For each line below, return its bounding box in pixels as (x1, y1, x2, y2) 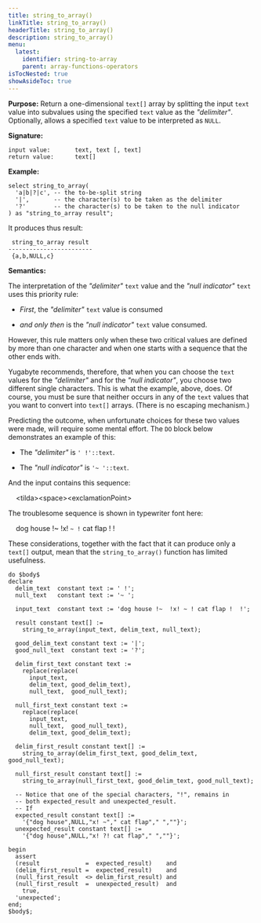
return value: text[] (8, 152, 96, 161)
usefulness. (8, 555, 45, 565)
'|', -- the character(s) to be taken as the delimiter (15, 196, 223, 203)
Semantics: (8, 266, 46, 275)
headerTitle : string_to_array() (8, 26, 114, 34)
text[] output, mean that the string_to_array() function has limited (8, 547, 228, 556)
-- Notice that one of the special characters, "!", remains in (15, 790, 230, 798)
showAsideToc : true (8, 77, 72, 85)
